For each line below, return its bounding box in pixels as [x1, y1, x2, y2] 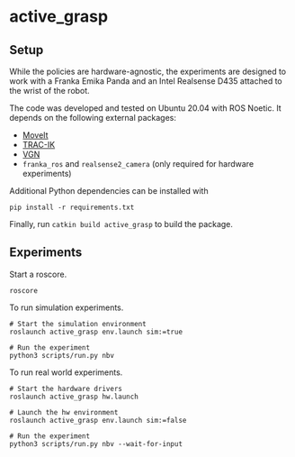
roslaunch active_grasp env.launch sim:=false [9, 416, 187, 425]
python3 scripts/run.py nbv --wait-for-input [9, 439, 183, 448]
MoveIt [22, 130, 49, 141]
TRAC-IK [22, 140, 56, 150]
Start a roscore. [9, 269, 67, 279]
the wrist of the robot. [9, 86, 90, 96]
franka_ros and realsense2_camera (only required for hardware [22, 159, 255, 169]
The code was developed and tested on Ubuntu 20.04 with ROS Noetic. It [9, 103, 282, 114]
